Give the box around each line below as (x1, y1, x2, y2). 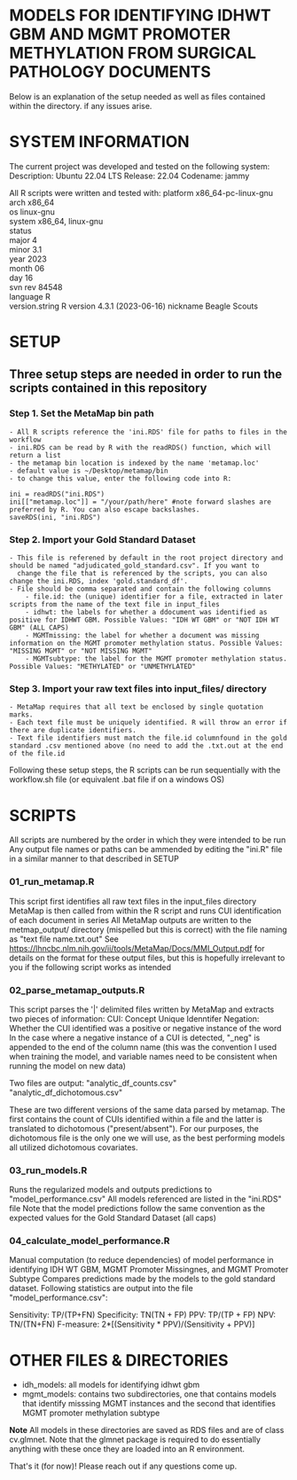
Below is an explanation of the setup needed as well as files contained (9, 90, 266, 102)
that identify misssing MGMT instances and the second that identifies (21, 1398, 277, 1409)
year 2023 (9, 254, 47, 264)
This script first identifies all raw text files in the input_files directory (9, 896, 257, 906)
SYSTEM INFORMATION (9, 132, 190, 152)
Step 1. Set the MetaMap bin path (9, 407, 154, 419)
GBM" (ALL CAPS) (9, 623, 69, 632)
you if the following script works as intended (9, 961, 171, 972)
